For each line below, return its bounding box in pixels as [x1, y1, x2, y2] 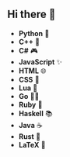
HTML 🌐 [18, 66, 47, 75]
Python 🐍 [18, 28, 50, 38]
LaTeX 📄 [18, 140, 46, 149]
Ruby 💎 [18, 100, 43, 109]
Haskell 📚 [18, 108, 53, 118]
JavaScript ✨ [18, 57, 63, 67]
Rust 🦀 [18, 131, 40, 141]
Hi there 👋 [7, 8, 56, 21]
